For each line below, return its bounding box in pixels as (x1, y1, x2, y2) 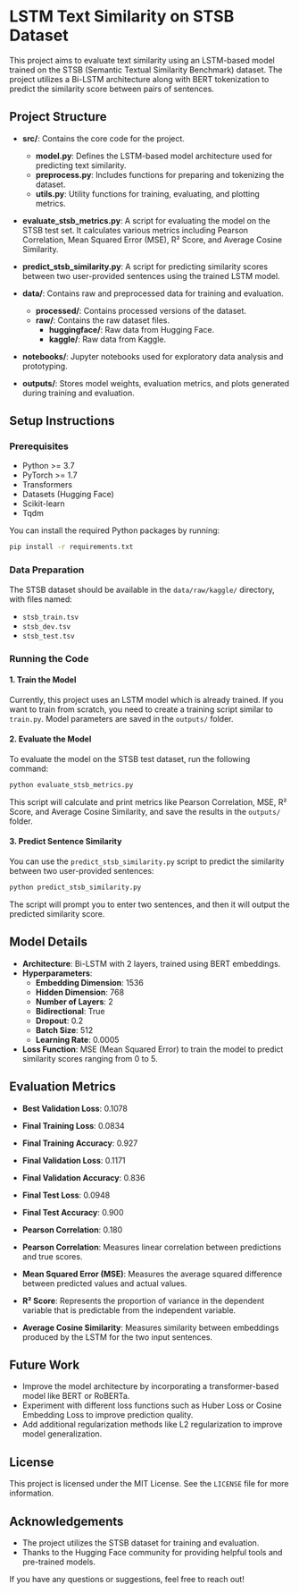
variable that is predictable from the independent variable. (21, 1304, 237, 1316)
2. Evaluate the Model (9, 733, 92, 744)
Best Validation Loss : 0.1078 (21, 1103, 128, 1114)
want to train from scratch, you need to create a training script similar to (9, 704, 274, 715)
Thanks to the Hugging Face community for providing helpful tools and (21, 1546, 283, 1557)
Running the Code (9, 652, 89, 665)
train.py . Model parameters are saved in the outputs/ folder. (9, 713, 234, 724)
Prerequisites (9, 440, 69, 453)
